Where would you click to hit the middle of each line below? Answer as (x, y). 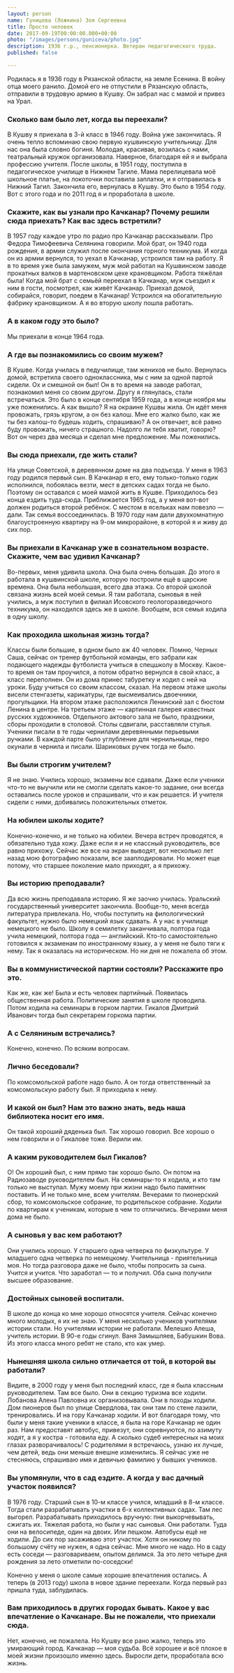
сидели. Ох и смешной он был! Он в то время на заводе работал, (105, 385)
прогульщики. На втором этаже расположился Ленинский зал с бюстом (116, 701)
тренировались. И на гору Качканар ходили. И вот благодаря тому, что (114, 1415)
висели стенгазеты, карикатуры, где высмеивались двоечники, (102, 694)
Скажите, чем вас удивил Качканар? (74, 556)
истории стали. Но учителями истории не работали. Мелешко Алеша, (111, 1328)
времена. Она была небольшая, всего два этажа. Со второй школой (109, 587)
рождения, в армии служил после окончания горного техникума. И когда (117, 251)
